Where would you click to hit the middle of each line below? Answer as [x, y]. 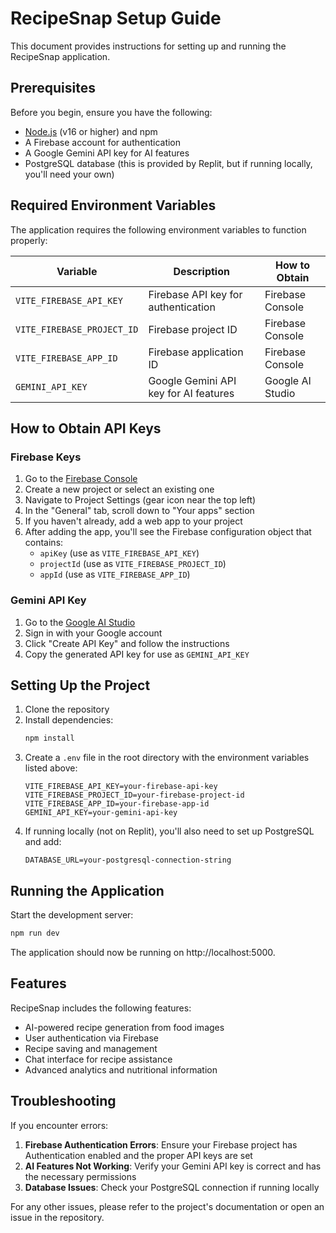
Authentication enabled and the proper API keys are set [138, 1155]
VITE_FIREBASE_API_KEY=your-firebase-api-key [121, 787]
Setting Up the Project [80, 685]
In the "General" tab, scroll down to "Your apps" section [139, 511]
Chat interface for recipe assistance [98, 1059]
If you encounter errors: [59, 1125]
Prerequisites [53, 88]
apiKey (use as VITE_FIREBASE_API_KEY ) [119, 553]
